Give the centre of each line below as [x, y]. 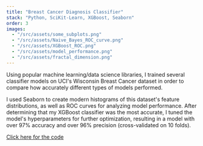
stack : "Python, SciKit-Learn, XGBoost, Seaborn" [71, 18]
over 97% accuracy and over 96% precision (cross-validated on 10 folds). [99, 125]
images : [16, 29]
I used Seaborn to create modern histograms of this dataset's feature [93, 99]
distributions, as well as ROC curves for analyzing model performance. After [101, 106]
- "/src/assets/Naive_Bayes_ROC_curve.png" [67, 40]
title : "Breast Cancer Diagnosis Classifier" [65, 12]
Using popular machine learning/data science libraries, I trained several [96, 74]
